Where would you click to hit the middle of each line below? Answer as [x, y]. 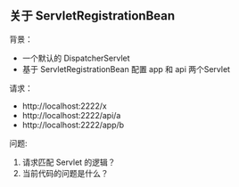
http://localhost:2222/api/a [71, 115]
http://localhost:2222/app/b [73, 125]
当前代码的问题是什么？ [65, 173]
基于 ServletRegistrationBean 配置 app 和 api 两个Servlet [126, 69]
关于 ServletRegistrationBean [92, 16]
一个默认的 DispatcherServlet [76, 58]
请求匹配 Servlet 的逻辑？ [69, 162]
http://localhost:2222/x [64, 106]
